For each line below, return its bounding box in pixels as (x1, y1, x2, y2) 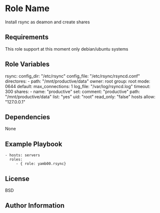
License (5, 175, 30, 183)
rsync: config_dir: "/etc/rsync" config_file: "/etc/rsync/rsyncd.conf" (5, 73, 140, 79)
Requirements (5, 33, 49, 41)
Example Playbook (5, 140, 62, 148)
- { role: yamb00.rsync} (16, 161, 67, 166)
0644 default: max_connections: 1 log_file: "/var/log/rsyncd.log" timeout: (5, 83, 151, 89)
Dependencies (5, 113, 50, 121)
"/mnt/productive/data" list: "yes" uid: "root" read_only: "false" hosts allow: (5, 93, 156, 100)
